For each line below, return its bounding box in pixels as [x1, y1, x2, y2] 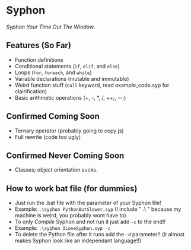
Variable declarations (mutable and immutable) [14, 75, 129, 82]
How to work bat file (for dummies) [6, 183, 138, 194]
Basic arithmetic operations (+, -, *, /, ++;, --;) [14, 94, 126, 101]
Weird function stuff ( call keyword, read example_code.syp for [14, 81, 170, 88]
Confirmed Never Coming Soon [6, 150, 125, 160]
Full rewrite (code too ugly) [14, 133, 81, 140]
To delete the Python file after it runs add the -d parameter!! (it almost [14, 231, 185, 238]
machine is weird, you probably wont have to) [14, 212, 126, 219]
